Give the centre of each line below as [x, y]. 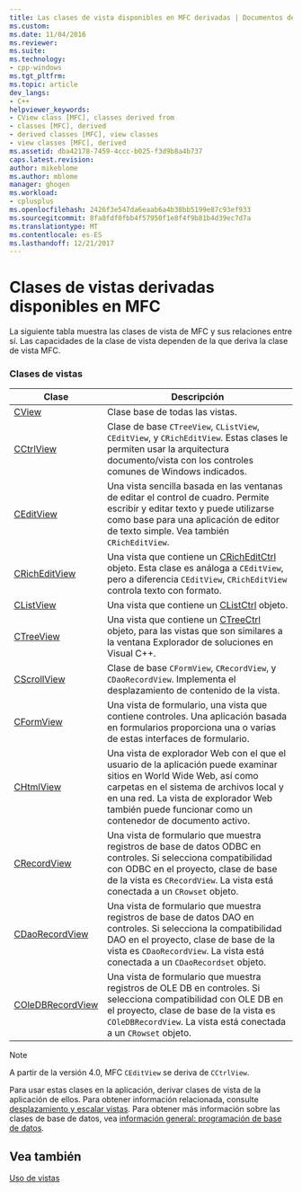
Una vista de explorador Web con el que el [196, 754]
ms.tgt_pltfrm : [38, 76]
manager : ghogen [40, 185]
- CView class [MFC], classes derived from [92, 118]
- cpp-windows [36, 68]
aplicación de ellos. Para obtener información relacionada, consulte [134, 1099]
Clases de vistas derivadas [112, 287]
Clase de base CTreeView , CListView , [183, 427]
